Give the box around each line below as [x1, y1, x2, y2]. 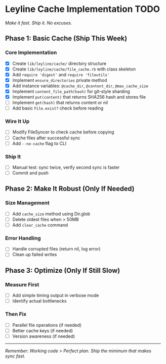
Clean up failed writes [12, 251, 57, 257]
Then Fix [5, 311, 27, 318]
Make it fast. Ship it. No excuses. [5, 20, 73, 26]
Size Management [5, 199, 50, 206]
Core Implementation [5, 49, 57, 56]
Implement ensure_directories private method [12, 77, 107, 83]
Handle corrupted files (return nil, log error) [12, 246, 101, 252]
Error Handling [5, 235, 41, 242]
